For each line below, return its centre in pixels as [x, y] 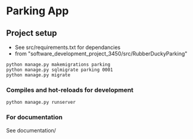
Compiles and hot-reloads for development [70, 89]
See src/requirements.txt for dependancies [68, 47]
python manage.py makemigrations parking [58, 64]
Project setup [32, 33]
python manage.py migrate [38, 75]
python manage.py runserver [41, 103]
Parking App [38, 11]
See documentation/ [31, 130]
